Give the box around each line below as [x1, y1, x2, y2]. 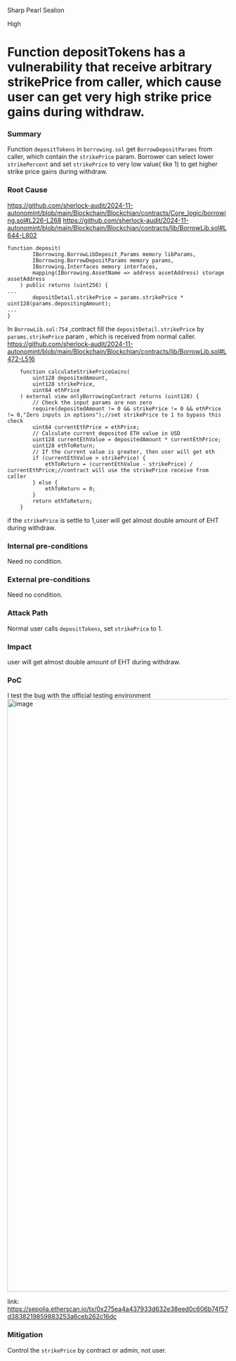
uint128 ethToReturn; [32, 442, 96, 449]
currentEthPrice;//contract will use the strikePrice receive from [7, 467, 209, 474]
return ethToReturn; [32, 498, 93, 505]
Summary [7, 129, 42, 139]
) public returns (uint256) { [20, 281, 109, 289]
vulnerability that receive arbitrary [7, 59, 213, 75]
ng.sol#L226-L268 [7, 216, 62, 224]
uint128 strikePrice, [32, 380, 96, 388]
